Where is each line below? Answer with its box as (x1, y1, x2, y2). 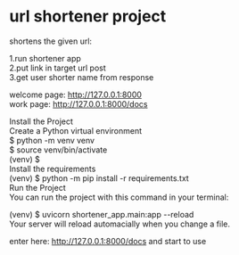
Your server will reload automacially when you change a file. (9, 218, 230, 229)
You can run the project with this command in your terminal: (9, 192, 229, 202)
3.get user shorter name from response (9, 71, 154, 82)
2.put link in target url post (9, 62, 107, 73)
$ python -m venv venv (9, 135, 95, 145)
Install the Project (9, 116, 74, 127)
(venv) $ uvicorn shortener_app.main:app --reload (9, 209, 194, 219)
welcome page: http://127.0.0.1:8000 (9, 89, 143, 100)
